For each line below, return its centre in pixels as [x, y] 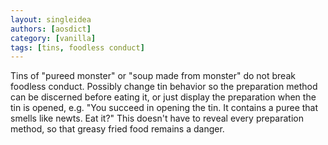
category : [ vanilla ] [53, 38]
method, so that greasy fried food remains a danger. [117, 129]
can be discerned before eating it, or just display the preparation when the [163, 97]
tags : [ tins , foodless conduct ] [77, 47]
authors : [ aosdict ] [51, 29]
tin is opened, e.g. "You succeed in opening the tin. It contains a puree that [164, 108]
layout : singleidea [51, 19]
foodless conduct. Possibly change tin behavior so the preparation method [164, 87]
